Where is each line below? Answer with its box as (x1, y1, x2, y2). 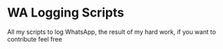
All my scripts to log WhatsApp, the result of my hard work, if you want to (7, 28, 216, 36)
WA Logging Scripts (7, 5, 125, 21)
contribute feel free (7, 35, 62, 43)
